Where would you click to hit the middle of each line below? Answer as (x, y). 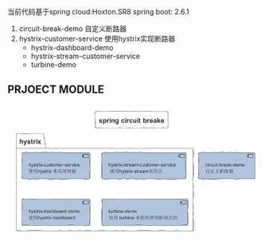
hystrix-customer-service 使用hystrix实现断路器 (97, 39)
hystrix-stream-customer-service (86, 56)
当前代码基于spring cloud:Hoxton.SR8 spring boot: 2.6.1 (98, 12)
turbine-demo (54, 65)
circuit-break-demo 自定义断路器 (73, 29)
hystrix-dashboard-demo (72, 47)
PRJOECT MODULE (56, 90)
